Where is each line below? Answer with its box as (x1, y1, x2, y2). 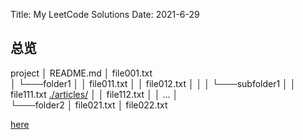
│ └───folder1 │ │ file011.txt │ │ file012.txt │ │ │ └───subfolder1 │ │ (10, 77, 297, 89)
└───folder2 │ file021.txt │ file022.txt (10, 99, 168, 111)
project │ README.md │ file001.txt (10, 67, 153, 79)
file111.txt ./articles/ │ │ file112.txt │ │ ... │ (10, 88, 179, 100)
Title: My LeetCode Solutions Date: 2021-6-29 (10, 9, 200, 20)
